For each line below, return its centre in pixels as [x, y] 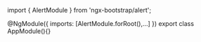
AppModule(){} [29, 31]
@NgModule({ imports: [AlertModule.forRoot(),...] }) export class [101, 23]
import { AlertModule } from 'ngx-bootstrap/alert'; [79, 10]
